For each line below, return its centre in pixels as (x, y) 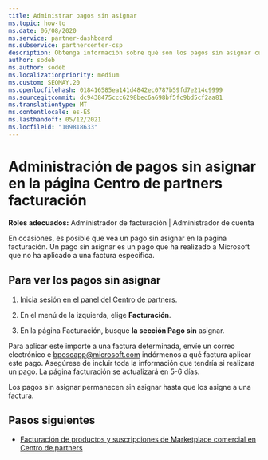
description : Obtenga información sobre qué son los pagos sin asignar (130, 53)
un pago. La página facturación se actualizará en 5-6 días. (104, 371)
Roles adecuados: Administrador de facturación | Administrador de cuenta (131, 222)
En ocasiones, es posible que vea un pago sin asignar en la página (118, 238)
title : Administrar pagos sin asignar (73, 16)
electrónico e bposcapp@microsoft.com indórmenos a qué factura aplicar (130, 354)
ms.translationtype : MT (48, 105)
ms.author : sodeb (37, 68)
